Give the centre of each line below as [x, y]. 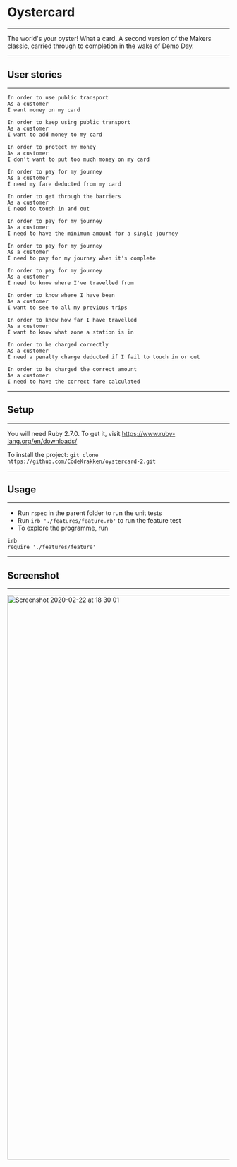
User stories [35, 75]
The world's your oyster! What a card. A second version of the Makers [109, 38]
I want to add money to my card [55, 135]
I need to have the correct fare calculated [74, 382]
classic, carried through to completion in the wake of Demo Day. [101, 46]
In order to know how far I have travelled [72, 320]
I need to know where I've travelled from [71, 283]
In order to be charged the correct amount [72, 369]
